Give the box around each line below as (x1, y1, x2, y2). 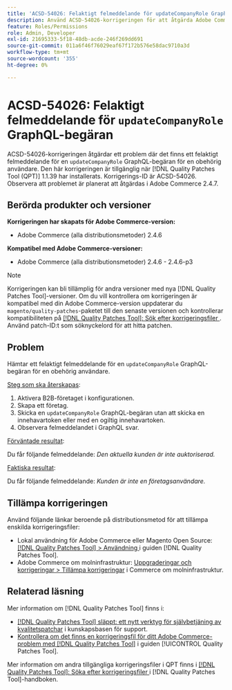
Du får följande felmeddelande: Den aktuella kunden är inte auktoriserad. (7, 451, 215, 459)
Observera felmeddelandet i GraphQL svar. (17, 424, 139, 432)
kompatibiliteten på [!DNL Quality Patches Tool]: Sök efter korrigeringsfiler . (7, 314, 222, 323)
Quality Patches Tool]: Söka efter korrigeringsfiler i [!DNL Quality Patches (7, 667, 215, 675)
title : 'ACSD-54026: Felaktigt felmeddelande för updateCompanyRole (7, 10, 209, 17)
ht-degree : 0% (7, 62, 48, 69)
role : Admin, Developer (7, 29, 76, 37)
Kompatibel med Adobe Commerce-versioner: (7, 244, 143, 253)
